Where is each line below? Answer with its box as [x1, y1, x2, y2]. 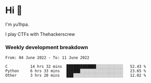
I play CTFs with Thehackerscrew [5, 31, 75, 37]
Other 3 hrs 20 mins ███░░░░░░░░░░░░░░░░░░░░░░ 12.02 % [5, 73, 146, 78]
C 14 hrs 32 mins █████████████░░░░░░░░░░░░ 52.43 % [5, 64, 146, 69]
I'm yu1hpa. [5, 21, 29, 27]
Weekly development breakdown [5, 44, 89, 51]
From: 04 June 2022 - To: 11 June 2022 [5, 55, 90, 60]
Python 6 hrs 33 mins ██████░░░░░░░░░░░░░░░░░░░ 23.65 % [5, 68, 146, 74]
